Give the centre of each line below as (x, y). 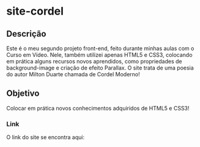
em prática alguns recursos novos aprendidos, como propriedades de (94, 61)
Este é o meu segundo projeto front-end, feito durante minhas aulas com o (100, 48)
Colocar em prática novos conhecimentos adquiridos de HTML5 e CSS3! (98, 108)
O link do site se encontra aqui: (45, 137)
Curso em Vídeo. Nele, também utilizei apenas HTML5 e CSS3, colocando (99, 55)
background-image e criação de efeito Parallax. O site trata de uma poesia (100, 68)
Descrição (26, 34)
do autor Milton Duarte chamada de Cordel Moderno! (73, 74)
